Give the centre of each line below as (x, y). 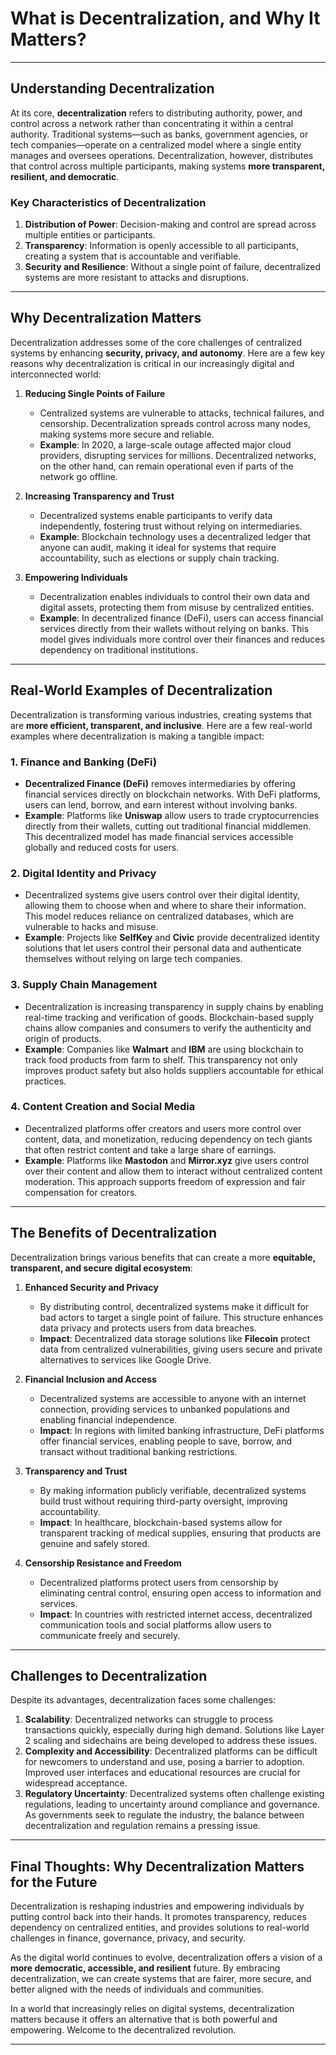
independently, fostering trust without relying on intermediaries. (171, 526)
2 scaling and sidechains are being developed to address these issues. (170, 1741)
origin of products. (63, 1038)
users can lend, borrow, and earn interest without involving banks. (161, 804)
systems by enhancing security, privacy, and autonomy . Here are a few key (168, 353)
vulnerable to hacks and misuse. (91, 927)
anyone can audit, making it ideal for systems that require (158, 547)
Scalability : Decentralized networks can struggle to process (149, 1719)
